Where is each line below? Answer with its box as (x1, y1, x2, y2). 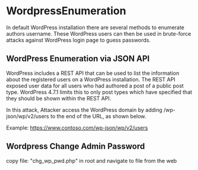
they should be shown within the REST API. (6, 95, 111, 102)
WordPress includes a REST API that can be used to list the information (6, 70, 180, 77)
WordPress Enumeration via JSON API (6, 53, 150, 64)
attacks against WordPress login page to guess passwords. (6, 36, 151, 43)
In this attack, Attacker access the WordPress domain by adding (6, 106, 163, 114)
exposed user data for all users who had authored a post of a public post (6, 82, 184, 89)
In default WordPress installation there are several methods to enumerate (6, 24, 185, 31)
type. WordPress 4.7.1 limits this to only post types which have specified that (6, 88, 193, 96)
